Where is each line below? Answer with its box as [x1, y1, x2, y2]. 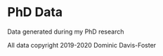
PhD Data [7, 4, 63, 20]
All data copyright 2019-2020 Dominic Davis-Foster [7, 41, 157, 49]
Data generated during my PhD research [7, 27, 124, 36]
